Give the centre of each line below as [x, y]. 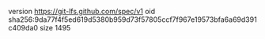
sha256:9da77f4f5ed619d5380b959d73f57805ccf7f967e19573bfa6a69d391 [132, 19]
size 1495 [55, 28]
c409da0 [23, 28]
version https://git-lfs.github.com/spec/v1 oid [82, 11]
